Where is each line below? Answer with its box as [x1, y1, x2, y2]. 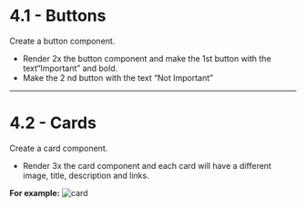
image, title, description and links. [22, 170, 149, 181]
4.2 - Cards [9, 113, 97, 133]
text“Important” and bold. [22, 63, 118, 74]
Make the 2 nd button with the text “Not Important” [22, 72, 214, 83]
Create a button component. [9, 35, 116, 46]
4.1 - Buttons [9, 5, 107, 26]
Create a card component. [9, 143, 108, 153]
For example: [9, 187, 61, 198]
